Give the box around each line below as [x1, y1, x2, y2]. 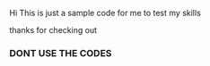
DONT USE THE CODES [9, 46, 112, 59]
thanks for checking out [9, 25, 97, 35]
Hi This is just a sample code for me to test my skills [9, 8, 202, 18]
